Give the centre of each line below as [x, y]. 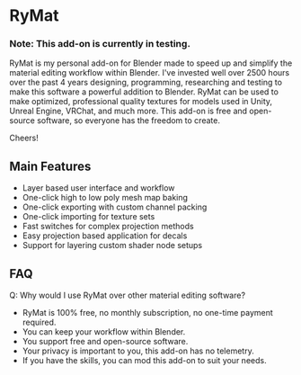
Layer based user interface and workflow [98, 188]
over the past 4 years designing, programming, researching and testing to [146, 83]
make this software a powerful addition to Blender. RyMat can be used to [144, 92]
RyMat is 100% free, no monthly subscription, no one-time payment [148, 313]
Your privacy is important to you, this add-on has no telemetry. [138, 351]
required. [39, 322]
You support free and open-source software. [105, 342]
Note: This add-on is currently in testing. [100, 44]
